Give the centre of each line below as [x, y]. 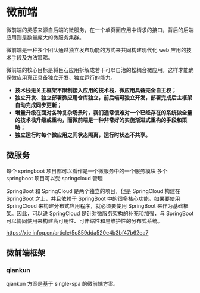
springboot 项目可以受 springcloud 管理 [54, 178]
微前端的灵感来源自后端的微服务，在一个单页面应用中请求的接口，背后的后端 [100, 30]
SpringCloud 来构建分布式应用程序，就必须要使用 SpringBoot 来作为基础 [95, 205]
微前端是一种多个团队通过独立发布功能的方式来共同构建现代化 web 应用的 [96, 50]
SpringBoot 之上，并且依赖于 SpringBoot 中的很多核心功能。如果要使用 [93, 198]
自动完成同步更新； [38, 105]
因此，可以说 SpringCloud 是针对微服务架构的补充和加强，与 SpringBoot [105, 213]
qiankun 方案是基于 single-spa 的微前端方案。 [62, 284]
